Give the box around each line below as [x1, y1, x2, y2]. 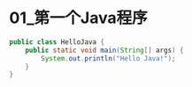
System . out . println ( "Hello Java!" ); [41, 54, 176, 62]
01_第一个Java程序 [9, 8, 148, 28]
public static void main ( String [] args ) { [25, 46, 184, 54]
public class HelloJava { [9, 37, 104, 47]
